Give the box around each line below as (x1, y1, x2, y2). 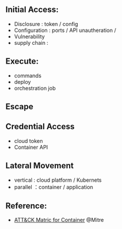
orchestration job (14, 84, 56, 91)
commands (14, 72, 42, 79)
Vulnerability (14, 32, 45, 40)
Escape (5, 102, 34, 112)
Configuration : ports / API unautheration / (14, 27, 116, 34)
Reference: (5, 201, 47, 211)
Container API (14, 143, 48, 151)
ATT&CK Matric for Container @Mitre (14, 217, 104, 224)
